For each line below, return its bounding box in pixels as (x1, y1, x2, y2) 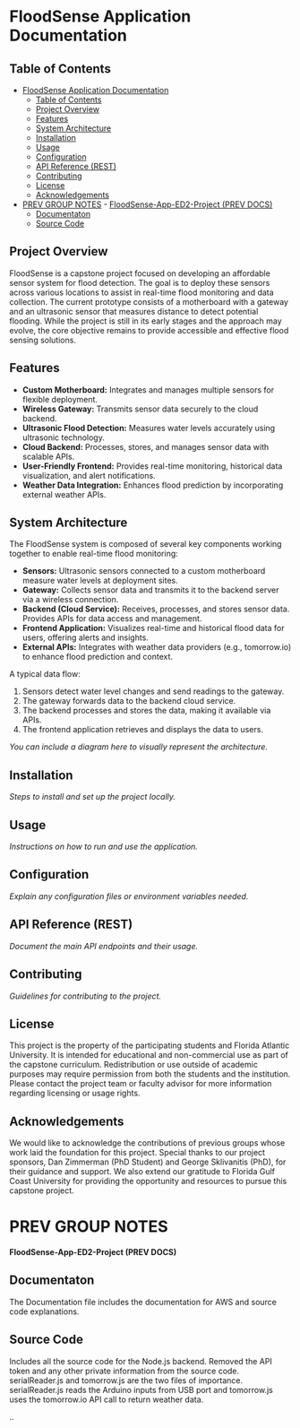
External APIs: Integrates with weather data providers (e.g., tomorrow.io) (21, 642, 292, 653)
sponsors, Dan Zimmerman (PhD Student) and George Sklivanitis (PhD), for (9, 1156, 287, 1167)
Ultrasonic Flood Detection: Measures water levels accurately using (21, 422, 276, 433)
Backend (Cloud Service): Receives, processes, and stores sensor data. (21, 603, 290, 615)
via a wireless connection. (21, 594, 119, 605)
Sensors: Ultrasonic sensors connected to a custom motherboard (21, 566, 266, 576)
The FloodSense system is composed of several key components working (9, 539, 282, 550)
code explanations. (9, 1306, 80, 1317)
